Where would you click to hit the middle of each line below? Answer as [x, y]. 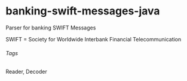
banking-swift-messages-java [83, 11]
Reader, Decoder [26, 72]
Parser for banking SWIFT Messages [51, 28]
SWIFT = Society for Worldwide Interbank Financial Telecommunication [93, 39]
